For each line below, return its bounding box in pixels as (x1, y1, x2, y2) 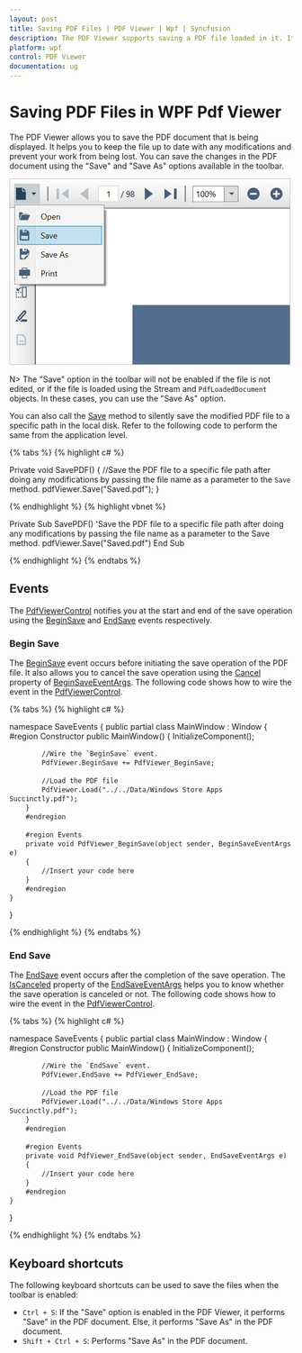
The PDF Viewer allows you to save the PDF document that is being (9, 132, 259, 142)
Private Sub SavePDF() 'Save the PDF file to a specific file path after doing (9, 518, 284, 529)
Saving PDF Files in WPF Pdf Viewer (9, 102, 281, 123)
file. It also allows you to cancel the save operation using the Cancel (9, 667, 262, 678)
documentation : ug (9, 62, 78, 71)
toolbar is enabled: (9, 1289, 79, 1301)
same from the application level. (9, 429, 129, 440)
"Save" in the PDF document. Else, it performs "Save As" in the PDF (22, 1316, 274, 1328)
